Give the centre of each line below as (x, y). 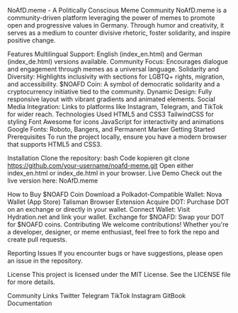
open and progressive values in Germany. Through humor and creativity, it (116, 25)
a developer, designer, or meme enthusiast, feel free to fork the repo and (113, 232)
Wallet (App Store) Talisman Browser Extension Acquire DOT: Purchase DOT (118, 202)
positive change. (32, 40)
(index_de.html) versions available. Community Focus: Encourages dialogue (118, 62)
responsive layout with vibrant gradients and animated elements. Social (112, 99)
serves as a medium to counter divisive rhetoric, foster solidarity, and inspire (119, 33)
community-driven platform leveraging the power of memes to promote (111, 18)
